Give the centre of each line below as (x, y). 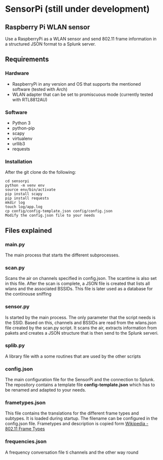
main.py (15, 244)
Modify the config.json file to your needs (50, 216)
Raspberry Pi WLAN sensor (47, 27)
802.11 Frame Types (25, 429)
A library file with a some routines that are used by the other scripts (73, 356)
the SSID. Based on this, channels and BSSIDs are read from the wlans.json (81, 322)
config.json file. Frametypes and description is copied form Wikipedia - (77, 424)
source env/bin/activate (30, 190)
